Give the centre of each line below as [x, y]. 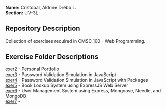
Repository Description [43, 29]
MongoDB [16, 96]
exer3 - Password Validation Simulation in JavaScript [61, 74]
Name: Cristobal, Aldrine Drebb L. [41, 7]
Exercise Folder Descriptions [52, 57]
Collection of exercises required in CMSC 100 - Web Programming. [75, 41]
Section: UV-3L [22, 13]
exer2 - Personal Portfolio [32, 69]
